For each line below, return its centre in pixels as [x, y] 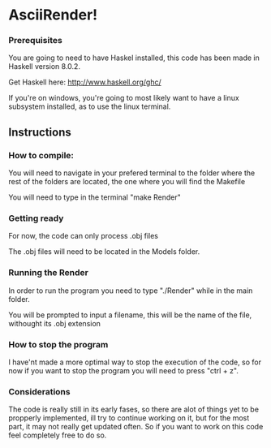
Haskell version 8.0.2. [45, 67]
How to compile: [41, 155]
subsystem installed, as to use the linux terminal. [90, 106]
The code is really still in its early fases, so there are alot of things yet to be [134, 409]
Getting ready [36, 218]
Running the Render [49, 273]
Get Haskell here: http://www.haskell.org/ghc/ [85, 82]
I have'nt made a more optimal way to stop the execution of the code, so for [135, 362]
